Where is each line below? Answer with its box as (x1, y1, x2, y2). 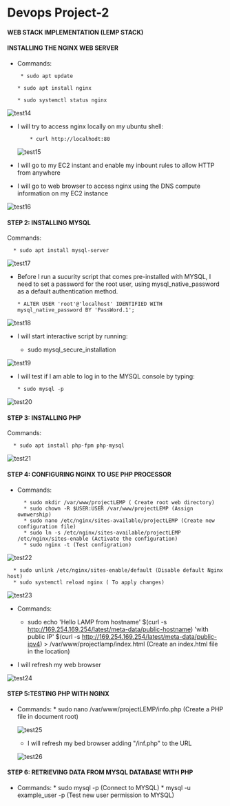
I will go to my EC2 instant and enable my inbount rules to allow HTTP (17, 161, 215, 169)
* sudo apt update (20, 73, 74, 79)
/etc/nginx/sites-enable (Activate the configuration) (17, 535, 178, 542)
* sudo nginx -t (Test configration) (23, 541, 132, 548)
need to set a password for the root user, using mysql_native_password (17, 280, 220, 288)
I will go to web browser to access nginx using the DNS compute (17, 182, 201, 190)
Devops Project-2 (7, 5, 109, 21)
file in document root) (17, 712, 79, 720)
